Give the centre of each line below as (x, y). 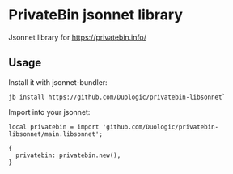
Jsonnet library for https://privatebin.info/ (78, 37)
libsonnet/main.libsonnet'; (56, 134)
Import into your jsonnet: (49, 112)
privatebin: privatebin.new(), (68, 155)
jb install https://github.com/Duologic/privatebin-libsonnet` (117, 97)
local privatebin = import (54, 127)
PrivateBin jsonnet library (96, 15)
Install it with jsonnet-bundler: (58, 82)
